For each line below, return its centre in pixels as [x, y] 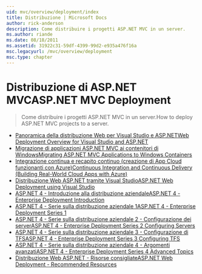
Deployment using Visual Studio [55, 187]
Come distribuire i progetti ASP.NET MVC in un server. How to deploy [107, 117]
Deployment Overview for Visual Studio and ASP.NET [82, 142]
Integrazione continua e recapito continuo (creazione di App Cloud [98, 161]
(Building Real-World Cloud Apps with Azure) [71, 174]
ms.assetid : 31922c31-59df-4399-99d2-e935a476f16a [72, 46]
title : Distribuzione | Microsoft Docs [57, 18]
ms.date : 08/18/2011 [32, 40]
